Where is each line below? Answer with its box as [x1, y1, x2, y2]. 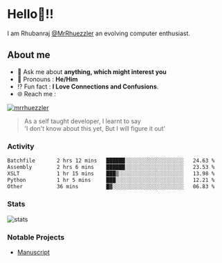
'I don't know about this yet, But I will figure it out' [24, 124, 166, 132]
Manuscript [17, 248, 50, 257]
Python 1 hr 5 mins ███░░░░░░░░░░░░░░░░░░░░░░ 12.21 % [7, 176, 215, 183]
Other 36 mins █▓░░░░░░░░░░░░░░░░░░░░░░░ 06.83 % [7, 183, 215, 190]
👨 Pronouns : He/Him [17, 75, 78, 83]
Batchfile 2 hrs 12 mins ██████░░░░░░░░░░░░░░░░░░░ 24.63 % [7, 157, 215, 165]
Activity [7, 141, 35, 151]
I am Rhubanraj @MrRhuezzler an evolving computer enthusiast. [7, 29, 191, 37]
